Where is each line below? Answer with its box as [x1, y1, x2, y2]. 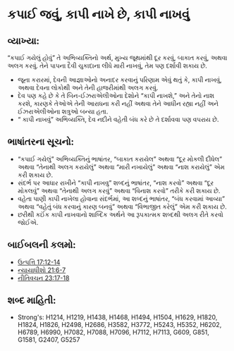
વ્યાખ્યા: [7, 35, 40, 47]
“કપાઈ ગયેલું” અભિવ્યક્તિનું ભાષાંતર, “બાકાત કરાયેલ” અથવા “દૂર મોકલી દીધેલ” [17, 154, 223, 163]
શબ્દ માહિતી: [7, 295, 56, 307]
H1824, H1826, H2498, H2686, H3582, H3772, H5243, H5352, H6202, [17, 321, 222, 329]
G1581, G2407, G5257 [17, 335, 80, 344]
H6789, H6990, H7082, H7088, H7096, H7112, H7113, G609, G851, [17, 328, 209, 337]
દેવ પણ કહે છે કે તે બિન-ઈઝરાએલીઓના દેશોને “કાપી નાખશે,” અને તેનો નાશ [17, 92, 215, 99]
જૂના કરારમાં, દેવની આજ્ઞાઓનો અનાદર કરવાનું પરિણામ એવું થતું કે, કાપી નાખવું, [17, 75, 222, 84]
